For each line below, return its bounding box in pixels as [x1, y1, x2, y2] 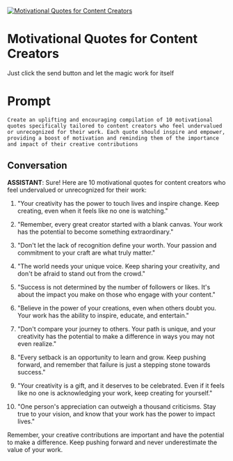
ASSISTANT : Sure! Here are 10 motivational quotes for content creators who [7, 178, 226, 186]
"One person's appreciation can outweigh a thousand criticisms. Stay [17, 402, 216, 411]
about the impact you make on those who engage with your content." [17, 290, 216, 298]
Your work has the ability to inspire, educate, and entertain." [17, 311, 189, 319]
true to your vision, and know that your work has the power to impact [17, 409, 216, 418]
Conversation [7, 160, 67, 172]
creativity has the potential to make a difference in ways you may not [17, 332, 215, 340]
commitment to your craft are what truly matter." [17, 248, 156, 257]
